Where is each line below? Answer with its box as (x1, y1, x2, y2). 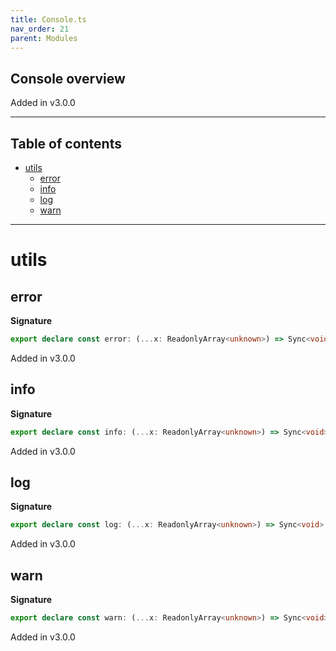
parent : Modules (10, 33, 78, 43)
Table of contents (10, 135, 122, 152)
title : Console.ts (10, 14, 87, 25)
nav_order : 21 (10, 24, 70, 34)
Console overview (10, 70, 126, 87)
